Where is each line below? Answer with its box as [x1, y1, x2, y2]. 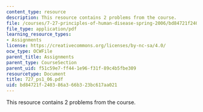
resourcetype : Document [6, 71, 66, 77]
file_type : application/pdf [6, 25, 77, 32]
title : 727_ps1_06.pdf [6, 76, 63, 82]
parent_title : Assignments [6, 54, 74, 60]
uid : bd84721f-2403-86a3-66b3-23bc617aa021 [6, 82, 118, 88]
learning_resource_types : [6, 31, 71, 38]
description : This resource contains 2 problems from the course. [6, 15, 177, 21]
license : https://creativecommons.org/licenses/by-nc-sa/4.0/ [6, 43, 166, 49]
